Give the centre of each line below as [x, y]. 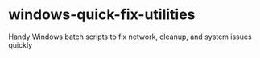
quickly [21, 44]
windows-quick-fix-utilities [102, 15]
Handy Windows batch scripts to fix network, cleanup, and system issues [130, 37]
